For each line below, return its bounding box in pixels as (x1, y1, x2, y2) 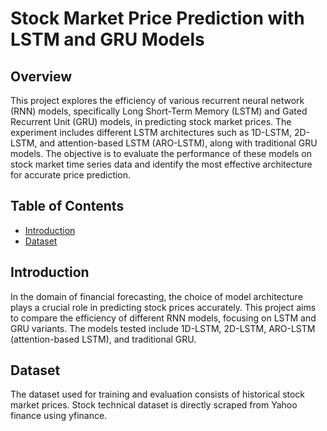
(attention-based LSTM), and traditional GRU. (10, 333, 197, 345)
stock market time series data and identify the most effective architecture (10, 158, 313, 170)
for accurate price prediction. (10, 169, 132, 181)
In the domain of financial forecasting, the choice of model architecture (10, 290, 303, 302)
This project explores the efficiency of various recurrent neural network (10, 95, 305, 106)
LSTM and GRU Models (10, 28, 205, 51)
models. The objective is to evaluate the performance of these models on (10, 148, 312, 159)
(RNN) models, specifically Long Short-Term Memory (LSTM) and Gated (10, 105, 308, 117)
